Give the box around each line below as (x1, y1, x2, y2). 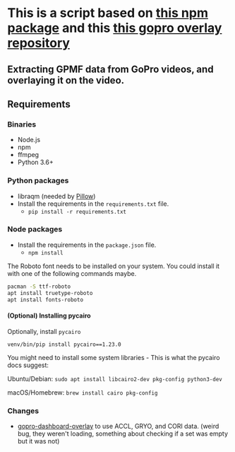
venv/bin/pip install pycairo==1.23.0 (7, 341, 121, 348)
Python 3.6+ (17, 158, 54, 167)
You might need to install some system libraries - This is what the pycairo (7, 353, 220, 361)
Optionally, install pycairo (7, 327, 81, 335)
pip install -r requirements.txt (28, 208, 127, 215)
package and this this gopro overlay (7, 20, 222, 36)
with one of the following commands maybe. (7, 269, 137, 277)
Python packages (7, 175, 69, 185)
